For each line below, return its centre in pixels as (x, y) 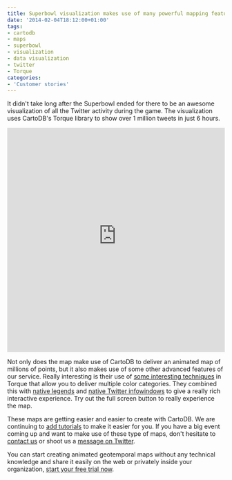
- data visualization (38, 59)
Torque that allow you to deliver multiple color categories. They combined (112, 384)
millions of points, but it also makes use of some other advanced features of (115, 369)
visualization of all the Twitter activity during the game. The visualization (110, 111)
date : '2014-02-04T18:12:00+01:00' (58, 20)
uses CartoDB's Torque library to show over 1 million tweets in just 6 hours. (114, 119)
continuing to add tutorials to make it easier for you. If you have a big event (114, 427)
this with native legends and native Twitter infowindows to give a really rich (114, 391)
